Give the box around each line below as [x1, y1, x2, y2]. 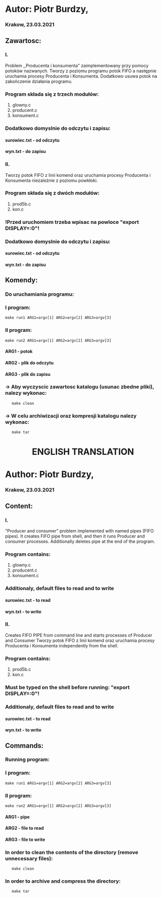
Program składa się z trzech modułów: [5, 91, 99, 98]
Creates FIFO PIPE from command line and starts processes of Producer [5, 632, 153, 638]
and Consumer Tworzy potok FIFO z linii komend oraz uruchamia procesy [5, 637, 155, 643]
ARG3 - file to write [5, 836, 45, 843]
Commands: [5, 741, 44, 750]
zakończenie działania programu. [5, 78, 73, 84]
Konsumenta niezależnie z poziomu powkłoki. [5, 177, 98, 183]
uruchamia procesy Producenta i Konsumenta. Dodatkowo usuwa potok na [5, 73, 157, 79]
